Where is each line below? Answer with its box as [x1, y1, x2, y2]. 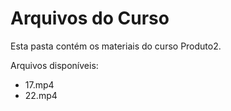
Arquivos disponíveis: [10, 59, 99, 71]
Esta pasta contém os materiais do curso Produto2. [10, 40, 222, 52]
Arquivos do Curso [10, 7, 170, 30]
